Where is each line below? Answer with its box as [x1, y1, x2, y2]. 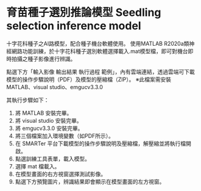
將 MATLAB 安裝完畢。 [15, 109, 72, 117]
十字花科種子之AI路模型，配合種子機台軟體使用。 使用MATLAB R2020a [6, 40, 184, 47]
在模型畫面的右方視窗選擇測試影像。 [15, 170, 107, 178]
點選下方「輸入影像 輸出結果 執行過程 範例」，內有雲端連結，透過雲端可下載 [6, 68, 195, 75]
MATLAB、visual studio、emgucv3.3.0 [6, 83, 104, 90]
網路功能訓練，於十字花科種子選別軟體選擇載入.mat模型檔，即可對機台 [11, 47, 188, 55]
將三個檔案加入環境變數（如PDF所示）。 [15, 132, 115, 139]
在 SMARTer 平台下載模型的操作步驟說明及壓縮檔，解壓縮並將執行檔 [15, 140, 186, 147]
